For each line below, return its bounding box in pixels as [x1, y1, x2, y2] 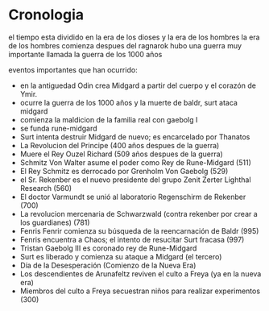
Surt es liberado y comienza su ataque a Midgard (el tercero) [19, 251, 222, 261]
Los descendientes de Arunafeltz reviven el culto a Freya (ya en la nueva [19, 268, 262, 279]
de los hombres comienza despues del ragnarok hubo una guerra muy [8, 40, 242, 50]
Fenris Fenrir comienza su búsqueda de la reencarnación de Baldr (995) [19, 226, 259, 235]
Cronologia [8, 6, 85, 24]
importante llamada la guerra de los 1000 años [8, 49, 163, 59]
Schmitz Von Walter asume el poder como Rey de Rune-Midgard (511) [19, 157, 251, 167]
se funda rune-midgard [19, 123, 98, 133]
